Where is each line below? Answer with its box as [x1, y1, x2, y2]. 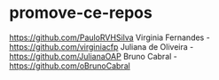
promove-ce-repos [9, 3, 153, 23]
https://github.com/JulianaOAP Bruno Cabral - [9, 51, 177, 61]
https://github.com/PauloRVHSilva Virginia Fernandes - [9, 32, 210, 43]
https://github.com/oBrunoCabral [9, 60, 130, 71]
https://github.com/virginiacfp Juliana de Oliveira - [9, 41, 194, 52]
